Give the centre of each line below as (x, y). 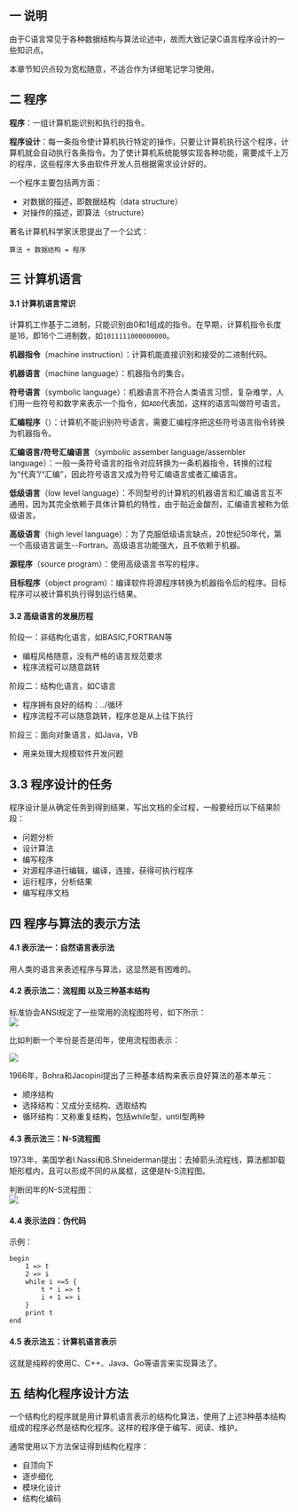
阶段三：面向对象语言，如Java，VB (74, 735)
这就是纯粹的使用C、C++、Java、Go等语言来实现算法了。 (116, 1363)
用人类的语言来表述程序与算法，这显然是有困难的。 (102, 968)
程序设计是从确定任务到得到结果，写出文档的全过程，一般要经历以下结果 (141, 807)
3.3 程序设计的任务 (61, 784)
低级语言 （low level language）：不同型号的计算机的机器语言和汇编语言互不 (146, 493)
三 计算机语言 (46, 279)
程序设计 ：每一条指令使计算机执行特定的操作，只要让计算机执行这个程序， (145, 141)
